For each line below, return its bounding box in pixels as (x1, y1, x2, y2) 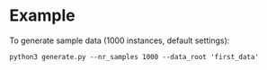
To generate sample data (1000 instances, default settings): (9, 35, 230, 46)
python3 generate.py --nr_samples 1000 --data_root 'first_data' (9, 52, 259, 61)
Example (9, 5, 76, 26)
